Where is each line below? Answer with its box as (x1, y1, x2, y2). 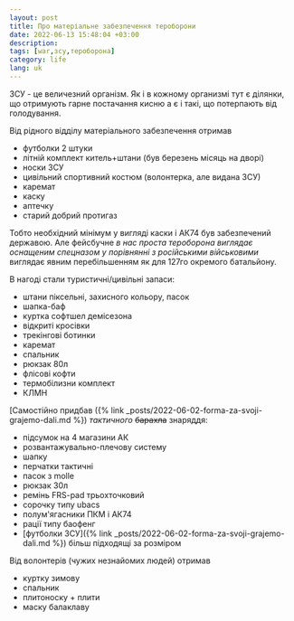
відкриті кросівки (22, 320, 90, 331)
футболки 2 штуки (22, 142, 93, 154)
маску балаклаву (22, 601, 90, 612)
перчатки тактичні (22, 460, 93, 471)
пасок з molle (22, 470, 75, 481)
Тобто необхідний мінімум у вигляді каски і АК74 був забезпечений (9, 227, 271, 238)
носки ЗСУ (22, 162, 64, 173)
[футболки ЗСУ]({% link (22, 528, 113, 539)
